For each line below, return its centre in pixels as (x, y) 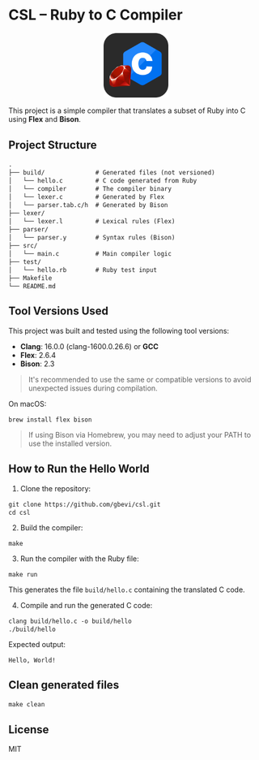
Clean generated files (64, 685)
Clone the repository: (55, 488)
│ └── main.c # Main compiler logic (90, 253)
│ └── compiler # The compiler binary (90, 188)
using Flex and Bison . (45, 119)
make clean (27, 705)
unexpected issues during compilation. (93, 388)
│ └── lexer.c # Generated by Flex (86, 196)
